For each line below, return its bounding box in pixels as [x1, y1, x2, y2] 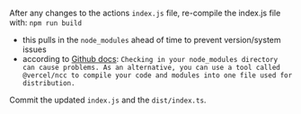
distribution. [22, 79, 75, 88]
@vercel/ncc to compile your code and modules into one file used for [22, 71, 293, 80]
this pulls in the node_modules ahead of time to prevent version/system [22, 35, 281, 45]
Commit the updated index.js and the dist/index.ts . [9, 94, 207, 105]
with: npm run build [9, 17, 83, 28]
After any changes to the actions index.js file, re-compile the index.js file [9, 8, 281, 18]
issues [22, 44, 47, 55]
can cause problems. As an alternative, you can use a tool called [22, 63, 280, 72]
